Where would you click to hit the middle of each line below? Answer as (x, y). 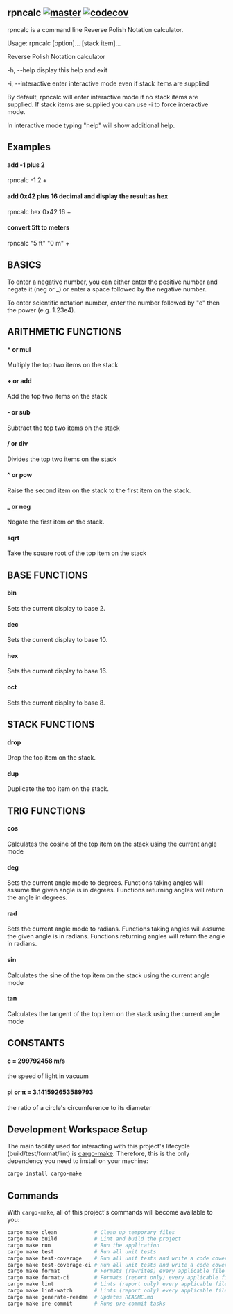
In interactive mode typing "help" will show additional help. (91, 125)
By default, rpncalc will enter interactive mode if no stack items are (103, 97)
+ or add (20, 380)
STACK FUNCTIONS (51, 724)
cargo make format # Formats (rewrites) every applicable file (116, 1271)
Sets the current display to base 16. (58, 671)
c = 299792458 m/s (36, 1061)
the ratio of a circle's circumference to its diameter (79, 1107)
